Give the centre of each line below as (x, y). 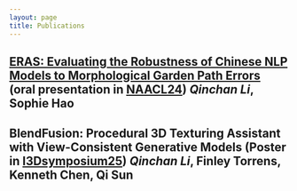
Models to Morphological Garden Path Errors (135, 75)
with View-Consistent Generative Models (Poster (148, 147)
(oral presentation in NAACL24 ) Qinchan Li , (132, 89)
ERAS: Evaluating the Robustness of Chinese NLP (148, 62)
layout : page (33, 17)
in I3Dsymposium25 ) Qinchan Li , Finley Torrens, (145, 161)
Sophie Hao (42, 103)
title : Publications (47, 26)
